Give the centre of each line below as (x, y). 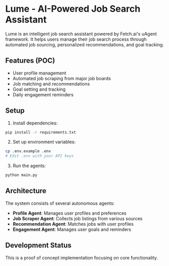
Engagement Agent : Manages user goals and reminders (72, 229)
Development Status (38, 245)
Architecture (26, 191)
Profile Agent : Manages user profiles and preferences (69, 213)
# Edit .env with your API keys (39, 156)
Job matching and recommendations (51, 84)
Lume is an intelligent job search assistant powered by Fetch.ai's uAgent (81, 34)
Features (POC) (30, 61)
